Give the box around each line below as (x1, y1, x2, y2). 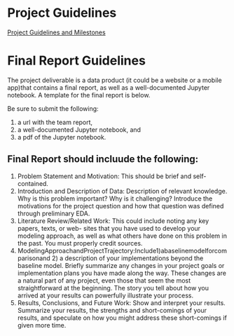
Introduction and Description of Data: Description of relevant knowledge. (17, 187, 228, 195)
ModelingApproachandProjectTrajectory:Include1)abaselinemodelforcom (17, 246, 228, 255)
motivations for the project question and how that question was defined (17, 201, 224, 210)
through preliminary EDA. (17, 209, 90, 217)
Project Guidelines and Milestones (7, 28, 106, 36)
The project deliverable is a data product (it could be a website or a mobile (7, 76, 222, 84)
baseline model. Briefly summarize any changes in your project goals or (17, 261, 225, 269)
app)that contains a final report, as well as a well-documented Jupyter (7, 83, 210, 92)
